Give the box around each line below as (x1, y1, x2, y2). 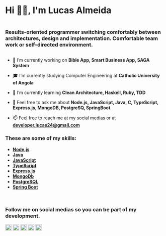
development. (5, 212, 40, 219)
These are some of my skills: (5, 135, 77, 142)
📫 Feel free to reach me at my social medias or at (12, 115, 116, 121)
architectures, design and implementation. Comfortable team (5, 35, 158, 42)
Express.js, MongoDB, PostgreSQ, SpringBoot (12, 105, 111, 111)
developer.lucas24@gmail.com (12, 122, 80, 128)
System (12, 63, 29, 69)
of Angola (12, 80, 34, 86)
